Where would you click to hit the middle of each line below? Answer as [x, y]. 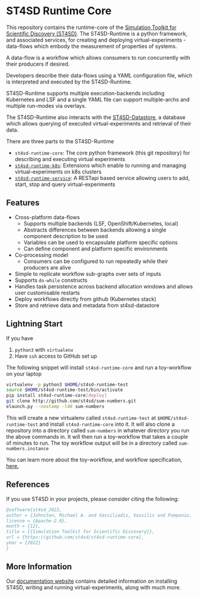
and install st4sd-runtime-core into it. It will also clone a [107, 424]
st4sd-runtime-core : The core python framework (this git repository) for [102, 153]
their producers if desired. [38, 64]
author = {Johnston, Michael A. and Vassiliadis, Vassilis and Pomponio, [99, 515]
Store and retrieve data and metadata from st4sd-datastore [87, 305]
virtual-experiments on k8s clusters [58, 171]
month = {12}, [24, 526]
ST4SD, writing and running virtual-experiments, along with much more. [94, 587]
